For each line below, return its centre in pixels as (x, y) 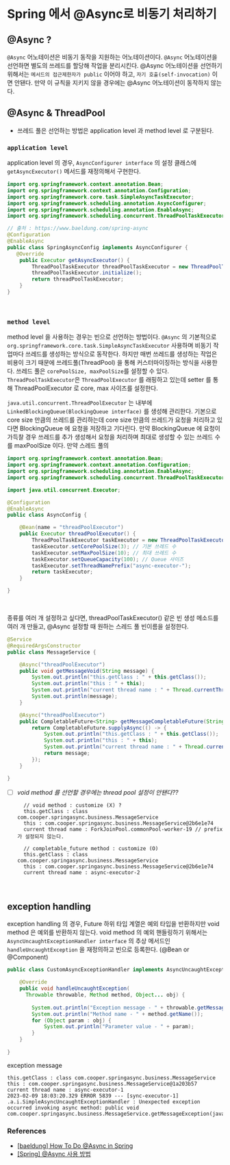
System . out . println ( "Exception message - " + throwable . (114, 1008)
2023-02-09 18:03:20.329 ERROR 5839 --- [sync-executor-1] (93, 1096)
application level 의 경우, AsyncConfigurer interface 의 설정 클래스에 (102, 163)
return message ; (67, 754)
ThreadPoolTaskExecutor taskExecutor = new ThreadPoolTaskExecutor (130, 540)
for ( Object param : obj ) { (72, 1021)
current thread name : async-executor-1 (66, 1090)
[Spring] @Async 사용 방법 (54, 1154)
